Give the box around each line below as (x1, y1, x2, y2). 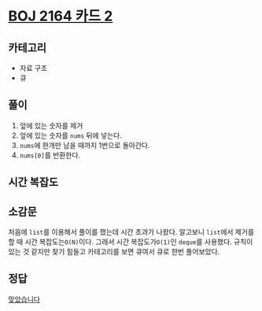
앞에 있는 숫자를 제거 (19, 120, 83, 130)
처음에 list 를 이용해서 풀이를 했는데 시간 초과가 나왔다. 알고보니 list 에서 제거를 (8, 228, 254, 237)
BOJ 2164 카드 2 (8, 7, 113, 25)
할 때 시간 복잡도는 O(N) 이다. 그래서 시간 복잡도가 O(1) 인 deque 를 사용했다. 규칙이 (8, 237, 253, 246)
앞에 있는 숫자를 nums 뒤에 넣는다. (19, 131, 122, 140)
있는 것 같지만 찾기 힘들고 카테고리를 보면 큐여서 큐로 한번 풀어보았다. (8, 247, 220, 257)
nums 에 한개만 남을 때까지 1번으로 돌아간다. (19, 140, 150, 150)
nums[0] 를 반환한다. (19, 150, 81, 160)
